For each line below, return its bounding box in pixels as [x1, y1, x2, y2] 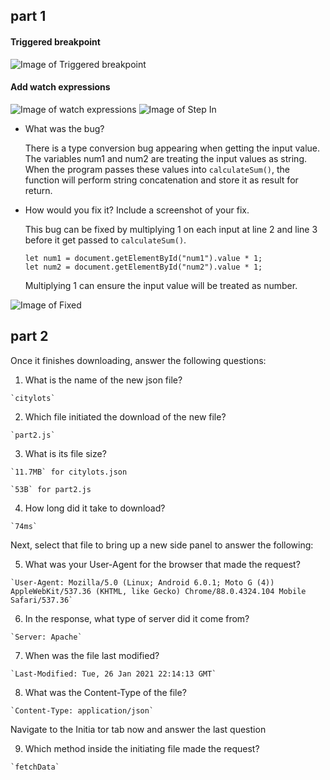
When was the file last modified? [24, 649, 160, 661]
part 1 [10, 8, 47, 25]
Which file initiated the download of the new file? [24, 410, 227, 423]
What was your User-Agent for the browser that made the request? [24, 558, 301, 570]
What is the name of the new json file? [24, 374, 183, 386]
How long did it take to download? [24, 502, 166, 514]
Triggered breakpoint [10, 35, 101, 48]
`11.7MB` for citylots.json [10, 467, 128, 477]
